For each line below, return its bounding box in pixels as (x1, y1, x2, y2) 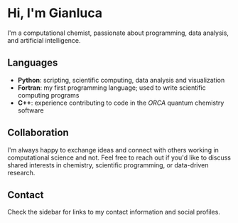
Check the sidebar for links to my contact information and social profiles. (7, 208, 220, 217)
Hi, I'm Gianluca (7, 5, 103, 21)
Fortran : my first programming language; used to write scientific (17, 83, 206, 92)
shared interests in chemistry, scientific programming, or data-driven (7, 160, 209, 169)
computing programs (17, 90, 80, 99)
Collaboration (7, 127, 69, 139)
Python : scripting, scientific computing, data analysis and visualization (17, 76, 225, 84)
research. (7, 168, 36, 177)
